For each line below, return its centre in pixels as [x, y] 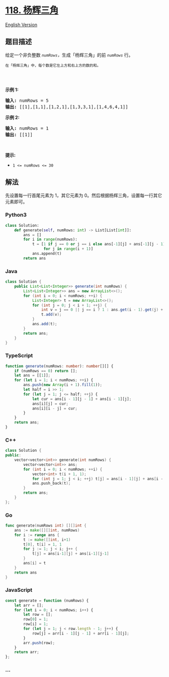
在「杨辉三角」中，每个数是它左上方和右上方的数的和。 [53, 65]
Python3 [16, 215]
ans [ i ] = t [35, 563]
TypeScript [19, 355]
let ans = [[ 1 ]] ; [32, 376]
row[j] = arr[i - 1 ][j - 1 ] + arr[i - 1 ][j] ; [80, 633]
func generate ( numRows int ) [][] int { [46, 526]
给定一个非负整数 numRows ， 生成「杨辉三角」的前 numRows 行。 [69, 55]
